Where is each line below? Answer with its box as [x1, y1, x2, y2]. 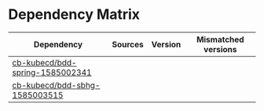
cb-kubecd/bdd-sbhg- [12, 80, 101, 91]
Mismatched [196, 34, 245, 45]
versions [203, 43, 237, 54]
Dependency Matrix [8, 6, 140, 24]
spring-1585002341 [12, 67, 92, 78]
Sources [112, 39, 144, 50]
